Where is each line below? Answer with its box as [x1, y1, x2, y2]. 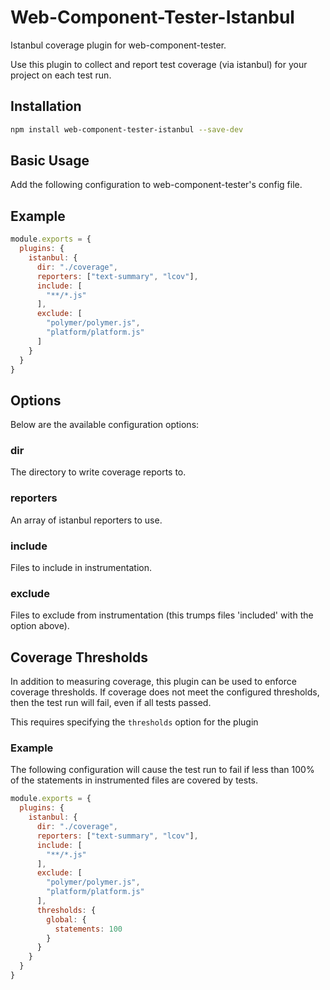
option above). [10, 620, 70, 632]
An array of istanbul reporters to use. [10, 514, 163, 526]
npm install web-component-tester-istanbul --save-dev [10, 124, 244, 135]
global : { [46, 914, 87, 925]
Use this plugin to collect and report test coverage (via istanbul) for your [10, 58, 308, 70]
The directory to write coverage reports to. [10, 466, 187, 478]
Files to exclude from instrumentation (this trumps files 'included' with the [10, 609, 314, 621]
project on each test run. [10, 69, 112, 81]
